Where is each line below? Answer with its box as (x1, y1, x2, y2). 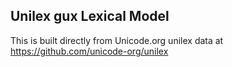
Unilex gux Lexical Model (10, 8, 170, 25)
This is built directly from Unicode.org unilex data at (10, 34, 224, 46)
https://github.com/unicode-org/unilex (10, 45, 169, 57)
